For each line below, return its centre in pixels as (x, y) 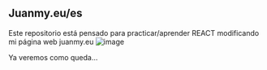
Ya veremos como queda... (53, 57)
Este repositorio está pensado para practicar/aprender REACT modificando (134, 33)
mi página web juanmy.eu (51, 42)
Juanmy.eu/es (45, 13)
